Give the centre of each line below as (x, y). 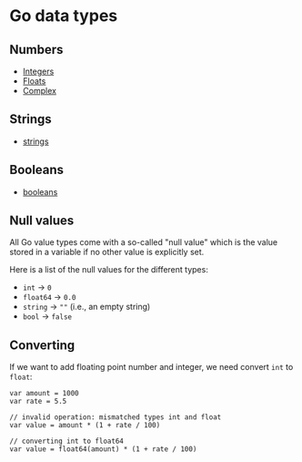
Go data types (64, 16)
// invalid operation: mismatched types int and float (116, 417)
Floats (34, 81)
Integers (38, 71)
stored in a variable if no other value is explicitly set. (107, 252)
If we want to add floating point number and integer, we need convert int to (151, 367)
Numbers (36, 50)
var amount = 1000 (44, 394)
